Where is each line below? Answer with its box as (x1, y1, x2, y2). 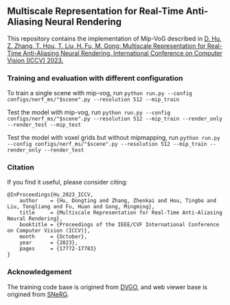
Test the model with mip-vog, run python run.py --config (7, 108, 170, 117)
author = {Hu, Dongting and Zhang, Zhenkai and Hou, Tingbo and (19, 197, 216, 204)
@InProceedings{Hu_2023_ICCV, (7, 191, 94, 198)
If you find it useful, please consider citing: (7, 178, 128, 186)
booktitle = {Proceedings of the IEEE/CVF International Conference (19, 221, 220, 228)
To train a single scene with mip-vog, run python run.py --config (7, 89, 192, 97)
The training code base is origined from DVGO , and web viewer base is (7, 282, 208, 291)
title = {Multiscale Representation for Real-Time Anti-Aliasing (19, 209, 223, 217)
